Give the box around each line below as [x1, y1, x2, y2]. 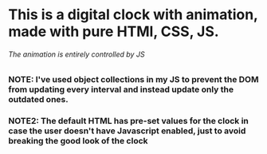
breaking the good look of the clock [8, 136, 149, 147]
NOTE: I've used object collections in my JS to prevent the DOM [8, 74, 259, 85]
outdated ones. [8, 94, 69, 105]
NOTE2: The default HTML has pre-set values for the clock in [8, 116, 249, 127]
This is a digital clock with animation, [8, 6, 258, 24]
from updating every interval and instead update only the [8, 84, 234, 95]
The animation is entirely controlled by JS [8, 49, 145, 59]
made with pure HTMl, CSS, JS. [8, 22, 219, 41]
